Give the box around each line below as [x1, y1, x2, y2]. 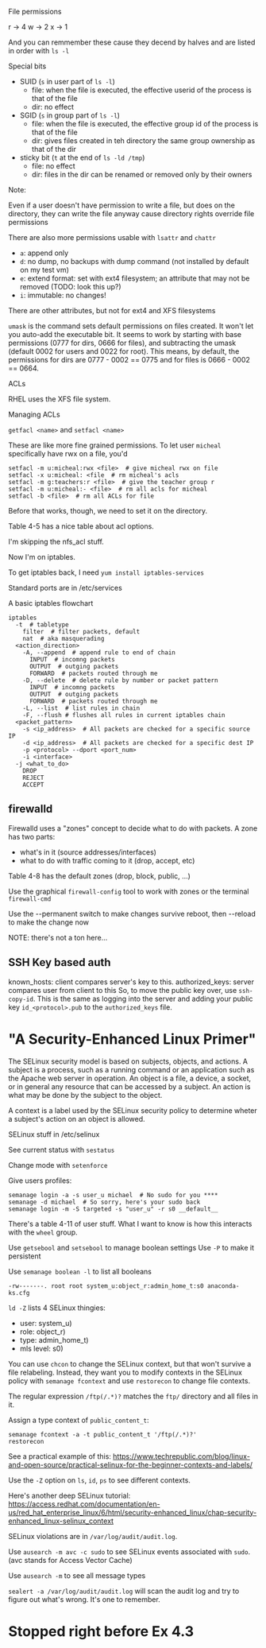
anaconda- [206, 1282, 240, 1290]
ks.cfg [8, 1289, 30, 1297]
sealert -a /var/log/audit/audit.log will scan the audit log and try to [8, 1586, 240, 1596]
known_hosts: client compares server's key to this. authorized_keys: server [8, 977, 254, 987]
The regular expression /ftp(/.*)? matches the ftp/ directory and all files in [8, 1391, 259, 1401]
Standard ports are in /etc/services [8, 584, 123, 592]
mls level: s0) [19, 1344, 64, 1353]
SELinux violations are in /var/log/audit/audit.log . [8, 1531, 178, 1541]
